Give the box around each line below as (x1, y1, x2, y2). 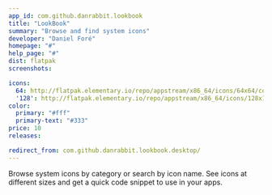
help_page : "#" (8, 49, 60, 57)
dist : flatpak (8, 57, 57, 66)
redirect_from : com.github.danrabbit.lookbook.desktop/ (8, 146, 201, 155)
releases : (8, 132, 42, 140)
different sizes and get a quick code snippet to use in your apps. (8, 177, 223, 187)
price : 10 (8, 125, 42, 133)
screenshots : (8, 65, 53, 73)
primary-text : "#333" (15, 117, 89, 125)
